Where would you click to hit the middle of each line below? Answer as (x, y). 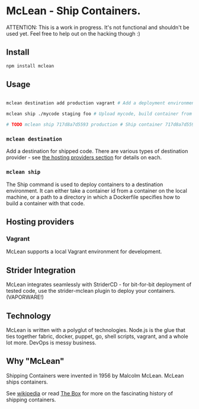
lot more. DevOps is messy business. (51, 343)
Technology (29, 316)
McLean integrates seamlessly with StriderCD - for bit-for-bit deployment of (99, 285)
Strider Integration (41, 270)
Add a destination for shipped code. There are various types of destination (97, 151)
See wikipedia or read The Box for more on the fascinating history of (90, 393)
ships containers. (27, 382)
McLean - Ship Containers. (73, 11)
